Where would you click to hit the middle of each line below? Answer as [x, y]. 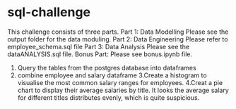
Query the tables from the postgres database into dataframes [107, 68]
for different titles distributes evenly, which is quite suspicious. [108, 97]
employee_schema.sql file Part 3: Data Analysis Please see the [98, 46]
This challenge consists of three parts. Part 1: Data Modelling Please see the [118, 32]
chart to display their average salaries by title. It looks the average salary [123, 90]
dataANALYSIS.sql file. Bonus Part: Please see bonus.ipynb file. [100, 54]
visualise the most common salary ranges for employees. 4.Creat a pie [120, 82]
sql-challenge [49, 12]
